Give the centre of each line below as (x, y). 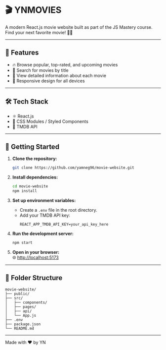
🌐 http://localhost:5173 (36, 257)
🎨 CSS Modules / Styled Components (50, 121)
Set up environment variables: (44, 200)
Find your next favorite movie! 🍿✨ (39, 32)
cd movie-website (30, 186)
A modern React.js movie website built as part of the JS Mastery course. (79, 27)
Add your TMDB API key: (45, 215)
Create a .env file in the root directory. (58, 210)
